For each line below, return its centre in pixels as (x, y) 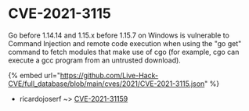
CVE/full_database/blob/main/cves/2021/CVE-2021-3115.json (106, 84)
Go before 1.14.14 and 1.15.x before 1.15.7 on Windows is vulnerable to (119, 35)
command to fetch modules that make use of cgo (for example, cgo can (124, 52)
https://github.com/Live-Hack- (109, 75)
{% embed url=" (34, 75)
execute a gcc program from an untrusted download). (95, 60)
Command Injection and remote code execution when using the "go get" (125, 43)
